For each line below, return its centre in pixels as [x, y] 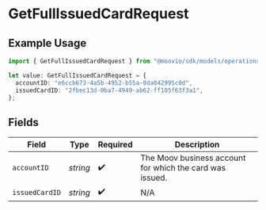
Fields [24, 122]
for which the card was [183, 168]
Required [115, 145]
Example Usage [47, 43]
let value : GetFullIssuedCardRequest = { [78, 75]
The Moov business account [193, 158]
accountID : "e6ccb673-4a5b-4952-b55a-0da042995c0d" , [104, 83]
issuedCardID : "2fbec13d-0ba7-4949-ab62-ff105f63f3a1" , [109, 90]
